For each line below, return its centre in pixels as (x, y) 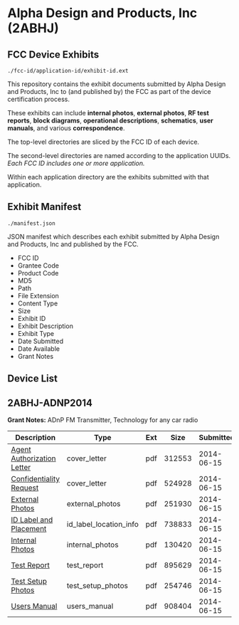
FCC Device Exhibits (53, 54)
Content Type (38, 303)
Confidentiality (36, 479)
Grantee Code (38, 266)
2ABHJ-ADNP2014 (50, 403)
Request (25, 488)
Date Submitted (41, 341)
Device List (33, 379)
